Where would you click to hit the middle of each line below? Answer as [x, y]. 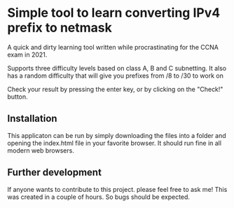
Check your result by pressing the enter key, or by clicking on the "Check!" [115, 89]
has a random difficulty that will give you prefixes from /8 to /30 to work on [116, 76]
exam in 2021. [27, 55]
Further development [54, 173]
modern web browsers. [41, 150]
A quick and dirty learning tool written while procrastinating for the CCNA [113, 47]
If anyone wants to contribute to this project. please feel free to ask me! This [117, 189]
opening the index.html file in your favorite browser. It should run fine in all [115, 143]
